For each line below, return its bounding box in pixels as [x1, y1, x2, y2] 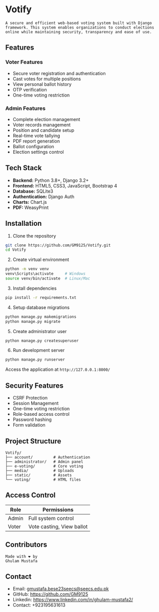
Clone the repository [12, 232, 56, 239]
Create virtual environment [12, 256, 70, 263]
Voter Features [5, 59, 43, 66]
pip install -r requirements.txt [5, 295, 77, 300]
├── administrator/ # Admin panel [5, 459, 83, 464]
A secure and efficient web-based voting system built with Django [5, 20, 152, 26]
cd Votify [5, 247, 27, 252]
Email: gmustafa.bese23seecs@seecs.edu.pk [12, 586, 109, 592]
